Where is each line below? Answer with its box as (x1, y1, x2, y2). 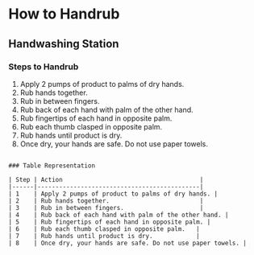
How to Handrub (8, 5, 120, 23)
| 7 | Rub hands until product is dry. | (8, 232, 200, 240)
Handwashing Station (8, 37, 119, 51)
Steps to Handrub (8, 61, 79, 72)
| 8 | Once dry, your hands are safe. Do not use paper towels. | (8, 239, 248, 247)
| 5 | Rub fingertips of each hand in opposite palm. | (8, 218, 211, 226)
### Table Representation (8, 162, 95, 170)
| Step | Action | (8, 175, 204, 183)
